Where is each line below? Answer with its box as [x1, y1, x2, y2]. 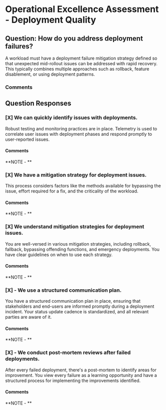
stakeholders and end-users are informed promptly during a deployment [5, 303, 154, 309]
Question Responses [5, 99, 71, 108]
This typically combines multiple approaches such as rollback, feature [5, 66, 149, 72]
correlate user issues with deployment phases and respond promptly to [5, 131, 152, 137]
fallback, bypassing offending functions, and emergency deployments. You [5, 246, 160, 252]
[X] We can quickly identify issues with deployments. [5, 114, 138, 121]
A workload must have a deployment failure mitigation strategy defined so [5, 55, 157, 61]
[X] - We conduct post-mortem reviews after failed [5, 349, 131, 356]
